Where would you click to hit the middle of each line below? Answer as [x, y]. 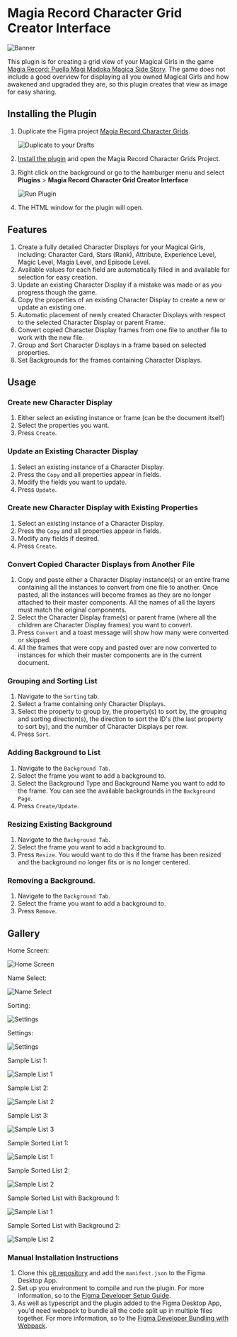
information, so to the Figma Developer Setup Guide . [94, 1296]
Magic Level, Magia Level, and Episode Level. [84, 262]
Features [27, 230]
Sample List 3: [28, 1116]
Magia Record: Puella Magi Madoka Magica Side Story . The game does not [116, 69]
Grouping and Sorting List [52, 681]
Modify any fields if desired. [58, 538]
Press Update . [37, 489]
